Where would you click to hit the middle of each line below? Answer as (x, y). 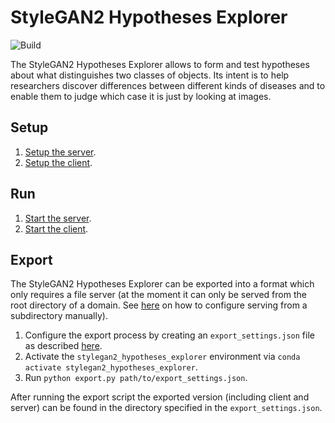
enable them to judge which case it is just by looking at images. (141, 96)
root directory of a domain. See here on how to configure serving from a (159, 305)
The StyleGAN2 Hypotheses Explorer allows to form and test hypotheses (160, 64)
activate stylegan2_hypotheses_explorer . (111, 367)
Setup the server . (60, 152)
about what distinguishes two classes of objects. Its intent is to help (150, 75)
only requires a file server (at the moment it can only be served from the (158, 295)
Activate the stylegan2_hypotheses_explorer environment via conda (162, 357)
